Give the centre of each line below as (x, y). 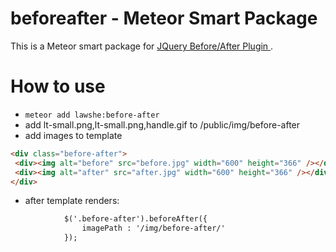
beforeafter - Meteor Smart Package (164, 18)
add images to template (73, 135)
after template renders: (72, 201)
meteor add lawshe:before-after (92, 115)
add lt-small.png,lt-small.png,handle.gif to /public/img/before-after (162, 124)
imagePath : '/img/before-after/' (153, 228)
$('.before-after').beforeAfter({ (135, 219)
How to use (58, 86)
